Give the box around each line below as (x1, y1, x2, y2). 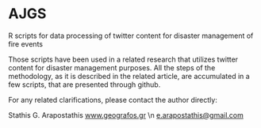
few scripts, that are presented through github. (8, 80, 161, 89)
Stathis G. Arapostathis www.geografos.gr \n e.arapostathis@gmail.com (8, 110, 244, 119)
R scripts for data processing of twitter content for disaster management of (8, 31, 254, 40)
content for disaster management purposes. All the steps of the (8, 62, 216, 72)
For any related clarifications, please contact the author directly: (8, 95, 218, 104)
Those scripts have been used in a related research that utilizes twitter (8, 55, 239, 64)
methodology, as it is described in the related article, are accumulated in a (8, 71, 250, 81)
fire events (8, 39, 44, 48)
